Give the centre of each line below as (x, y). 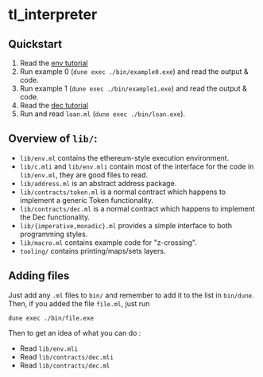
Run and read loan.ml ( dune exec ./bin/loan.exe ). (102, 114)
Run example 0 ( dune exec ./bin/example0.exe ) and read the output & (134, 72)
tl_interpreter (53, 15)
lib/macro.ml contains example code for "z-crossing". (108, 242)
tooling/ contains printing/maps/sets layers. (93, 251)
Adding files (39, 276)
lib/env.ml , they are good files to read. (84, 175)
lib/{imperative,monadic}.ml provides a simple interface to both (126, 225)
